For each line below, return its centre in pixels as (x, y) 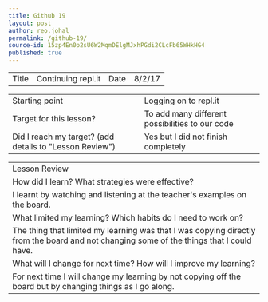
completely (165, 147)
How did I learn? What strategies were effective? (103, 182)
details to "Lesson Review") (64, 147)
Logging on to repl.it (181, 101)
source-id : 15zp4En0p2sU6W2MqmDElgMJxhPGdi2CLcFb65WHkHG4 (106, 46)
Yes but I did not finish (185, 137)
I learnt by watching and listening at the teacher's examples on (130, 195)
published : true (35, 53)
